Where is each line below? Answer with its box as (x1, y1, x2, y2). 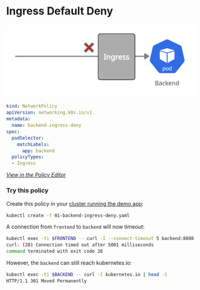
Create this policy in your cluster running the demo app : (6, 200, 144, 207)
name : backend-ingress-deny (11, 122, 82, 129)
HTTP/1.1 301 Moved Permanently (6, 278, 87, 284)
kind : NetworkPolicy (6, 103, 58, 110)
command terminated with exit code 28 (6, 248, 103, 255)
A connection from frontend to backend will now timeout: (6, 223, 145, 230)
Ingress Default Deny (6, 4, 114, 18)
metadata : (6, 116, 31, 122)
